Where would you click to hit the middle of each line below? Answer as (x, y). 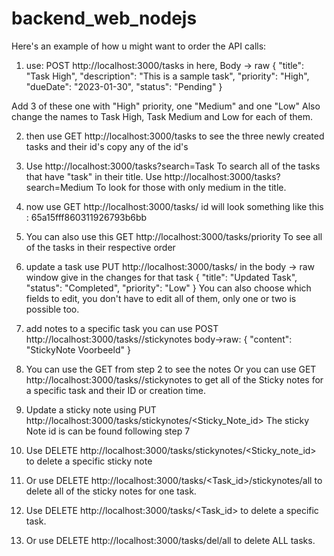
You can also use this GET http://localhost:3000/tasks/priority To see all (174, 236)
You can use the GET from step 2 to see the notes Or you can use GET (171, 369)
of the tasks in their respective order (100, 247)
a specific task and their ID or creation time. (116, 390)
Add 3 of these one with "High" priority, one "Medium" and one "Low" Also (166, 106)
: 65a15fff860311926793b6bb (86, 217)
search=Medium (59, 187)
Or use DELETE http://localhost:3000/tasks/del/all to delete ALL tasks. (170, 540)
